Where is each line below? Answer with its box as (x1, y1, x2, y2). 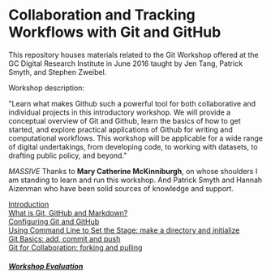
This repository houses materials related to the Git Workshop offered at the (8, 50, 260, 59)
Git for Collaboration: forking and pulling (8, 242, 143, 252)
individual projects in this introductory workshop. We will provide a (8, 107, 231, 117)
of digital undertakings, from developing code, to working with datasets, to (8, 142, 258, 151)
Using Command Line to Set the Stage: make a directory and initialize (8, 225, 240, 235)
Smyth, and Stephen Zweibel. (8, 67, 107, 76)
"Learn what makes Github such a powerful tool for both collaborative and (8, 98, 256, 108)
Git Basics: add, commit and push (8, 233, 121, 243)
